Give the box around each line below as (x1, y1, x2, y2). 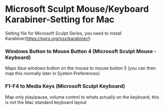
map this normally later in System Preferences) (5, 71, 100, 76)
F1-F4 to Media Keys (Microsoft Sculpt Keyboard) (5, 83, 125, 90)
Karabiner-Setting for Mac (5, 14, 114, 25)
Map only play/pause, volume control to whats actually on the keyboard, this (5, 94, 160, 100)
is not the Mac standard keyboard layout (5, 99, 87, 105)
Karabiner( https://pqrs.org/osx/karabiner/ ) (5, 36, 91, 41)
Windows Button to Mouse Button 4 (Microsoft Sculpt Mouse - (5, 48, 157, 55)
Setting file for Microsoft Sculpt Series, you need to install (5, 30, 122, 36)
